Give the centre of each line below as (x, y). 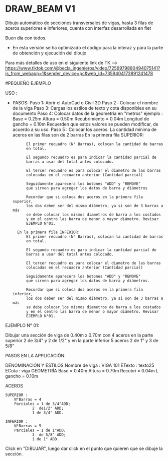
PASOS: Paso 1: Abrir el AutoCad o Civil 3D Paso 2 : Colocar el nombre (85, 103)
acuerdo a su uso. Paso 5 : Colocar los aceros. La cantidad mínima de (85, 129)
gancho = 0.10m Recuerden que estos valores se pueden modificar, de (86, 124)
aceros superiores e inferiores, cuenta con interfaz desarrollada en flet (78, 28)
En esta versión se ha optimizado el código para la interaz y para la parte (88, 47)
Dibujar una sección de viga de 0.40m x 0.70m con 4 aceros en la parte (79, 335)
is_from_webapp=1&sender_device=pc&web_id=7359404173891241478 (79, 73)
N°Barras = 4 (28, 399)
